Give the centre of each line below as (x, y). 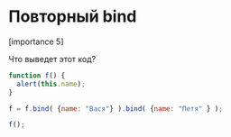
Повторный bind (73, 17)
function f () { (37, 75)
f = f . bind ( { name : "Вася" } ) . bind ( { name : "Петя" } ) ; (115, 109)
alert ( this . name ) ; (51, 84)
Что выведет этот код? (52, 59)
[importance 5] (36, 41)
